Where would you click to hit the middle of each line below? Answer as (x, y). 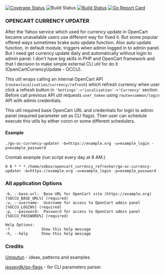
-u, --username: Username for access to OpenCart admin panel (73, 203)
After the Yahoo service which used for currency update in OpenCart (77, 32)
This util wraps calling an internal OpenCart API (54, 79)
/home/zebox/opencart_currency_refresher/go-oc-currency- (90, 167)
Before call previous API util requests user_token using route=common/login (82, 95)
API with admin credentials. (33, 100)
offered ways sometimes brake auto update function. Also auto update (78, 42)
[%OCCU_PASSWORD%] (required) (37, 216)
